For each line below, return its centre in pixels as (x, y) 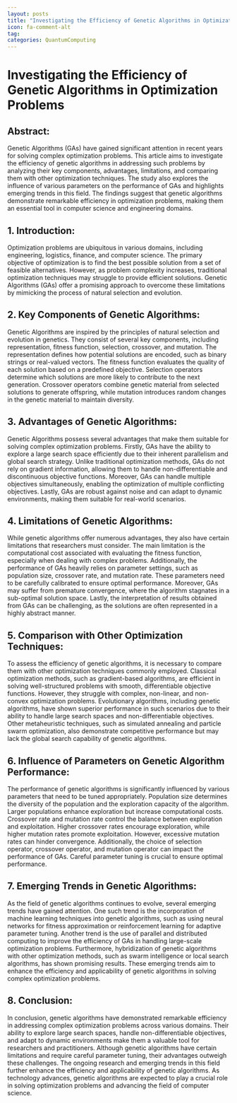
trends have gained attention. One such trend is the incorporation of (106, 911)
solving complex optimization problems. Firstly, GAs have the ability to (109, 446)
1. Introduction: (41, 230)
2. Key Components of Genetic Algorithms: (104, 315)
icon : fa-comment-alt (39, 27)
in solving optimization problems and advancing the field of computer (108, 1085)
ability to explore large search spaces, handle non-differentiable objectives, (117, 1032)
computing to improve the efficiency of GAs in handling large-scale (105, 940)
